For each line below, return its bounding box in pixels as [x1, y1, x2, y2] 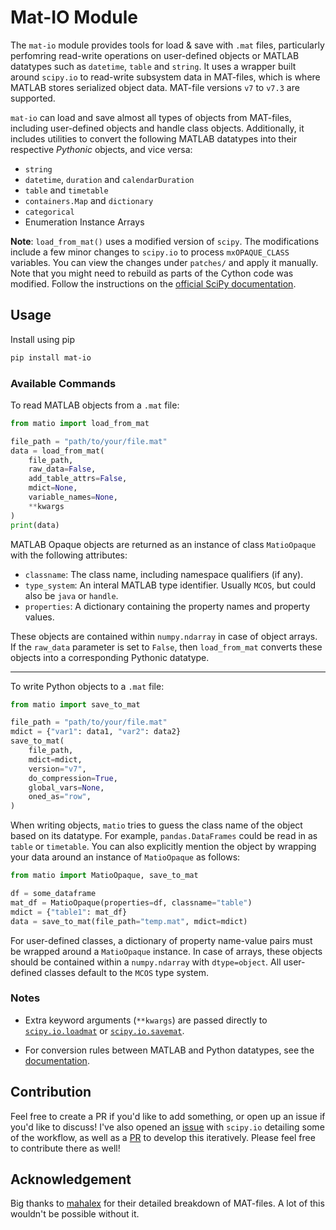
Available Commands [10, 376, 117, 390]
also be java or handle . [24, 589, 119, 601]
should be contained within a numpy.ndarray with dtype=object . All [10, 956, 282, 968]
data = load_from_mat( [10, 446, 105, 456]
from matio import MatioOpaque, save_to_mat [10, 871, 199, 881]
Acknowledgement [10, 1171, 132, 1188]
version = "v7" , [28, 764, 87, 774]
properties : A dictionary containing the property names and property [24, 600, 311, 612]
